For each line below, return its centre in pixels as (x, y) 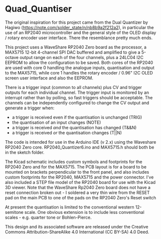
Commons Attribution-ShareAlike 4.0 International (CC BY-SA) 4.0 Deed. (77, 232)
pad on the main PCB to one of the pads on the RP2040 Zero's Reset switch (80, 197)
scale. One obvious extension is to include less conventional (84, 212)
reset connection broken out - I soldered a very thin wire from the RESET (77, 193)
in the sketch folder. (25, 152)
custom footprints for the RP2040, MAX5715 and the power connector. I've (79, 177)
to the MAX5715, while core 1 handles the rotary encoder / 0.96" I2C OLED (79, 73)
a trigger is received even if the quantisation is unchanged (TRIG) (77, 117)
